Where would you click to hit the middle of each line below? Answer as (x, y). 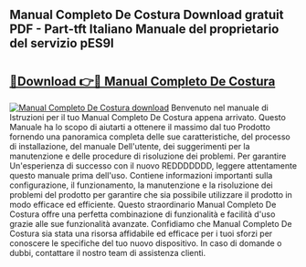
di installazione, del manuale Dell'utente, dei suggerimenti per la (130, 146)
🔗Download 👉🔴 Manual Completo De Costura (142, 81)
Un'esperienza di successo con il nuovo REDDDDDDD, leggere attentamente (153, 166)
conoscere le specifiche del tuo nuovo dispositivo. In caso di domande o (146, 243)
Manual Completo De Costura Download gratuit (147, 15)
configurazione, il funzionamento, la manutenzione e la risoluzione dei (141, 185)
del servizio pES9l (62, 43)
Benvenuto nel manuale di (220, 108)
